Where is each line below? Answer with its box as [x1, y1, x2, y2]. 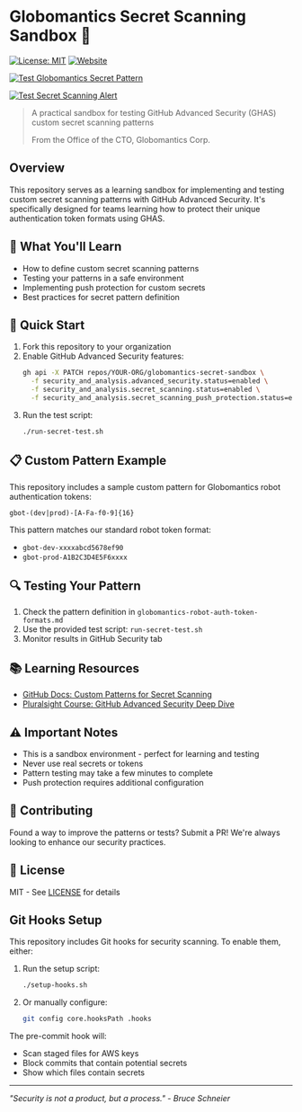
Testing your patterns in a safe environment [22, 272, 184, 283]
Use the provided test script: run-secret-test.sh [22, 624, 203, 635]
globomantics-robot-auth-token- [137, 609, 259, 618]
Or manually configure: [22, 997, 108, 1008]
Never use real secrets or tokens [22, 758, 144, 769]
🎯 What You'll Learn [9, 239, 122, 254]
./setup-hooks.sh [22, 981, 88, 990]
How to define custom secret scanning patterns [22, 262, 200, 273]
